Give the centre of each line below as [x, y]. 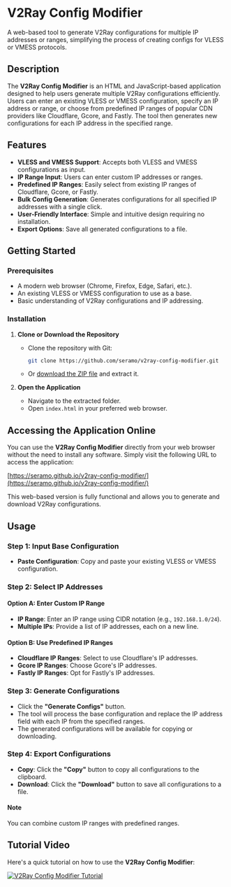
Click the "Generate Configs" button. [72, 706]
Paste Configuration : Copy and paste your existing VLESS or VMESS [117, 561]
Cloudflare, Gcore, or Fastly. [58, 192]
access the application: [41, 462]
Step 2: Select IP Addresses [55, 587]
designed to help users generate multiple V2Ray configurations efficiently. [114, 93]
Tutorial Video [39, 845]
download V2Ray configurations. [54, 504]
